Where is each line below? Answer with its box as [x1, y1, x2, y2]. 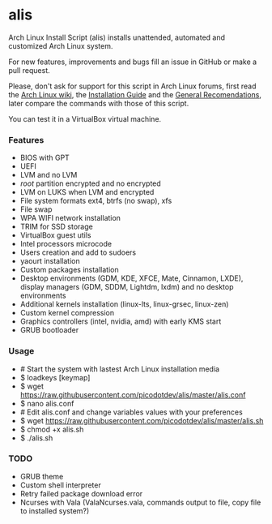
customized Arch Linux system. [8, 41, 113, 50]
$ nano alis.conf [19, 398, 74, 408]
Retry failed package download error [19, 488, 143, 498]
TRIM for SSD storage [19, 221, 93, 232]
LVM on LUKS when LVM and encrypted [19, 187, 155, 197]
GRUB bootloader [19, 325, 79, 335]
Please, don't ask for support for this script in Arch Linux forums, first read [8, 81, 257, 91]
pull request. [8, 65, 50, 75]
